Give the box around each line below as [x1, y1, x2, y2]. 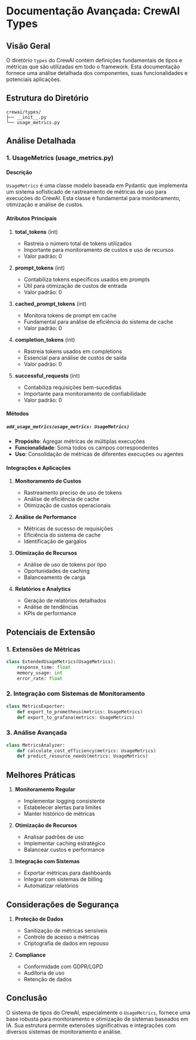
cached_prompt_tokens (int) [14, 300, 87, 307]
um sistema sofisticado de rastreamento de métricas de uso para [6, 188, 167, 195]
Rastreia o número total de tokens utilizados [23, 240, 132, 247]
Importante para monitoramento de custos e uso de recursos [23, 246, 174, 253]
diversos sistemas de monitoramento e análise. [6, 1028, 122, 1035]
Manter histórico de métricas [23, 810, 96, 818]
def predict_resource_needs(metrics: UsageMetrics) [17, 753, 148, 759]
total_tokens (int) [14, 228, 59, 235]
